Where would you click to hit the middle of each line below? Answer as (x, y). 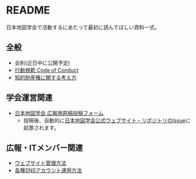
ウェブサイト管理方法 (40, 163)
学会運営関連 (29, 98)
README (28, 10)
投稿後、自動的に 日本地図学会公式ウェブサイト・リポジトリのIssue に (107, 120)
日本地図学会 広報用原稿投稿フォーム (59, 113)
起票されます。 (41, 127)
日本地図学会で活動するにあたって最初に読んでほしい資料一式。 (83, 27)
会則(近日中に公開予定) (42, 63)
